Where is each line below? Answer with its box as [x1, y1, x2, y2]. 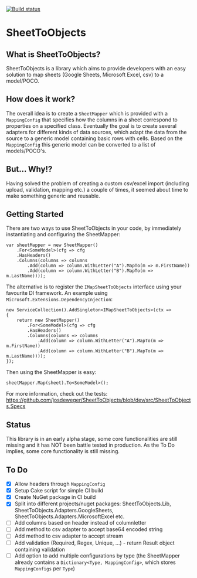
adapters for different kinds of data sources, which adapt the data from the [6, 128, 187, 135]
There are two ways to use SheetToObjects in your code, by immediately [6, 225, 182, 232]
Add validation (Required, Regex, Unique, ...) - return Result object [14, 539, 175, 546]
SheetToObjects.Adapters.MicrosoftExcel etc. [14, 513, 125, 520]
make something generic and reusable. [6, 192, 101, 199]
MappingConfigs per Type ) [14, 565, 75, 572]
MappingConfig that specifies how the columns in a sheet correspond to [6, 116, 178, 123]
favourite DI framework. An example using [6, 290, 108, 297]
